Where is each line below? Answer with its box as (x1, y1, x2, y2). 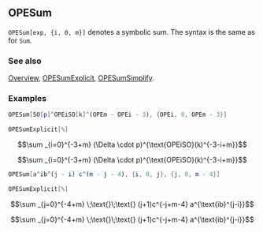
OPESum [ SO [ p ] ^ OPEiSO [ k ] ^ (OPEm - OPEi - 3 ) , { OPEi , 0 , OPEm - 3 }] (8, 110, 228, 119)
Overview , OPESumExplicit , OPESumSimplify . (8, 73, 155, 83)
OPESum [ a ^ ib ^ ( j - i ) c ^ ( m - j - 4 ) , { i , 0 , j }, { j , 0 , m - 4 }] (8, 170, 220, 178)
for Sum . (8, 36, 32, 45)
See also (8, 55, 42, 66)
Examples (8, 93, 47, 104)
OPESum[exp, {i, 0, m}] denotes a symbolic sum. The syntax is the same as (8, 27, 256, 36)
